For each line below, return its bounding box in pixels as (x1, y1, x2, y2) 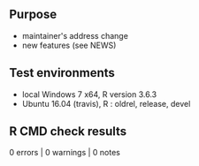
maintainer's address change (21, 30, 128, 41)
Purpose (9, 7, 57, 22)
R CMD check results (9, 124, 127, 140)
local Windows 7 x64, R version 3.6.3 (21, 88, 157, 100)
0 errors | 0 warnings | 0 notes (9, 147, 121, 158)
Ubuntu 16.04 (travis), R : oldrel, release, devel (21, 98, 191, 109)
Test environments (9, 65, 115, 80)
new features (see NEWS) (21, 40, 117, 50)
